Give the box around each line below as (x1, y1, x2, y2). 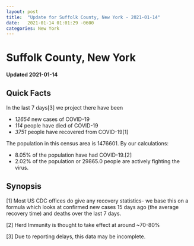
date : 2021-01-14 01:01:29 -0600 (6, 20, 94, 26)
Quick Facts (6, 88, 52, 98)
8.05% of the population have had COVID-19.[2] (14, 151, 132, 158)
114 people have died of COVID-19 (14, 122, 98, 129)
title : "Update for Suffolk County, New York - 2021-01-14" (6, 14, 161, 20)
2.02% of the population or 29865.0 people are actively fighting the (14, 157, 180, 164)
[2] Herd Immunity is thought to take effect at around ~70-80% (6, 221, 160, 228)
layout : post (6, 8, 39, 15)
